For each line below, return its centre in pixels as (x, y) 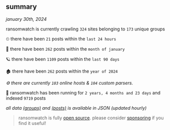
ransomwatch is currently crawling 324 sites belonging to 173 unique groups (86, 29)
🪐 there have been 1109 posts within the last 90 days (63, 59)
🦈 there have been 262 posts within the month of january (65, 49)
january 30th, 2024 (26, 19)
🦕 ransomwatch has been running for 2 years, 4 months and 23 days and (83, 92)
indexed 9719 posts (26, 98)
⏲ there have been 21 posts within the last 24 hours (61, 39)
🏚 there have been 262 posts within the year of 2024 (62, 71)
